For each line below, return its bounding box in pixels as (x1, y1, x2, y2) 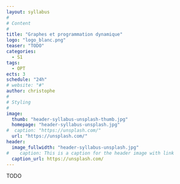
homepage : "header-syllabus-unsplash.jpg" (11, 122, 120, 128)
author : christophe (6, 88, 56, 94)
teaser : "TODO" (6, 43, 45, 49)
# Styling (6, 99, 31, 105)
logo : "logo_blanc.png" (6, 37, 66, 43)
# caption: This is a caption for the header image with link (6, 150, 174, 156)
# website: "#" (6, 83, 45, 89)
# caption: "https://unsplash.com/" (6, 128, 101, 134)
